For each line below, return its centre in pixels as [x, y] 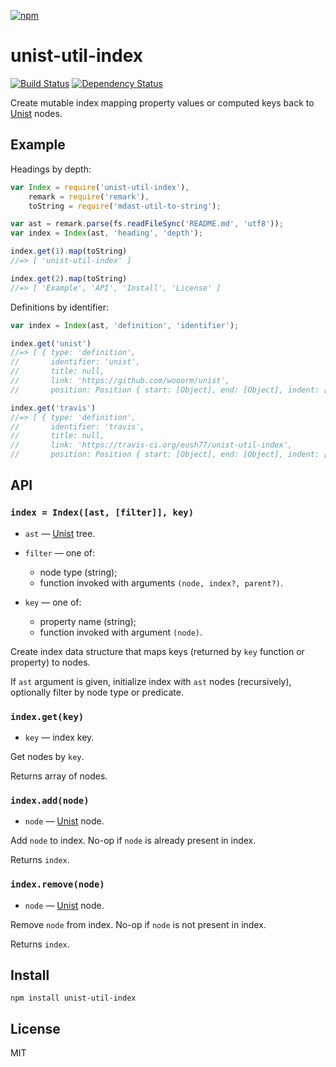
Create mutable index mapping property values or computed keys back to [162, 102]
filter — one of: [59, 552]
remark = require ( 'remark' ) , [89, 196]
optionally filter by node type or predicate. [97, 692]
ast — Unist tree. [60, 533]
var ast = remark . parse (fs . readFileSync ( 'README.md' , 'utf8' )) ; [147, 224]
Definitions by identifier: [59, 307]
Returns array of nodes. [59, 776]
